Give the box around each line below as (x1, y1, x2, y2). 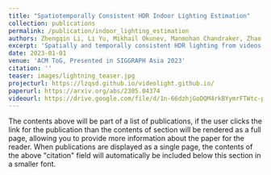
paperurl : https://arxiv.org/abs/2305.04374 (8, 86, 161, 95)
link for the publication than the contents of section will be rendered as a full (8, 125, 261, 135)
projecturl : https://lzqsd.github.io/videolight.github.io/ (8, 79, 215, 87)
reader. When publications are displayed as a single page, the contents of (8, 142, 253, 152)
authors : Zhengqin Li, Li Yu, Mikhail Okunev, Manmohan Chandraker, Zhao (8, 34, 262, 43)
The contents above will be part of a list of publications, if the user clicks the (8, 116, 262, 126)
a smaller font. (8, 159, 56, 169)
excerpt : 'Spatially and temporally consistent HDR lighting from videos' (8, 42, 265, 50)
